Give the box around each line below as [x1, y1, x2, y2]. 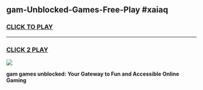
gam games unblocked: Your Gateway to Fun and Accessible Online [6, 70, 179, 77]
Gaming [6, 76, 27, 83]
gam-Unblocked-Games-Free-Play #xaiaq [6, 5, 169, 15]
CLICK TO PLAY [6, 23, 53, 31]
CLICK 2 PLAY [6, 45, 48, 53]
